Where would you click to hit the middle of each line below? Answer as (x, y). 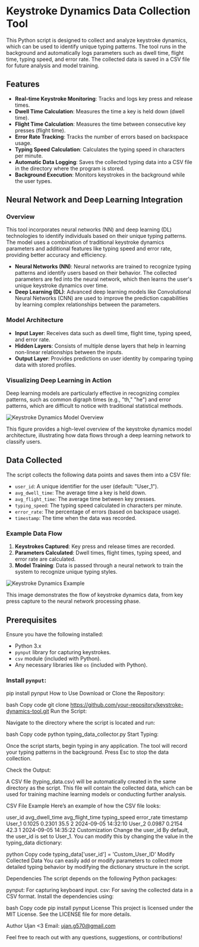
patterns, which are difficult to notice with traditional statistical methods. (94, 406)
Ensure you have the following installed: (55, 634)
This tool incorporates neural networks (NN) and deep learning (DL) (89, 230)
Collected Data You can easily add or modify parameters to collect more (94, 861)
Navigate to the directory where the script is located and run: (81, 723)
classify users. (24, 442)
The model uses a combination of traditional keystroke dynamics (85, 242)
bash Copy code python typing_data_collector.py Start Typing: (83, 734)
